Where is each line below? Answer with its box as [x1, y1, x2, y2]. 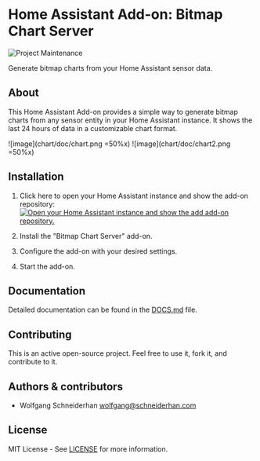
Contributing [8, 327, 72, 341]
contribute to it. [8, 357, 58, 367]
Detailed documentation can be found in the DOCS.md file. [8, 305, 197, 315]
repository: [19, 199, 55, 209]
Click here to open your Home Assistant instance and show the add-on [19, 191, 249, 200]
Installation [8, 170, 64, 184]
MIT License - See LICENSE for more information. [8, 444, 168, 453]
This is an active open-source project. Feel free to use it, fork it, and [8, 349, 227, 358]
